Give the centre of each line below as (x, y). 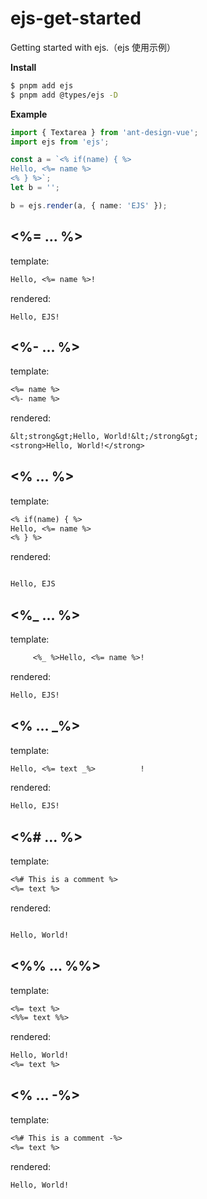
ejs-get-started (76, 18)
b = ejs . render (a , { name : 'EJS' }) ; (89, 205)
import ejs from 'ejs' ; (60, 142)
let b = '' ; (35, 188)
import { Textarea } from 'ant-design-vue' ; (104, 132)
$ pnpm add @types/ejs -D (64, 95)
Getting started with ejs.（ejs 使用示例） (93, 47)
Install (23, 67)
